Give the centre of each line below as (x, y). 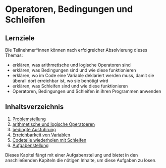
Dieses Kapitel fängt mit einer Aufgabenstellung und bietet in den (72, 155)
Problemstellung (29, 119)
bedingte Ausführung (34, 129)
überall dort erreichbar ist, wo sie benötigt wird (60, 81)
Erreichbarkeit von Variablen (41, 135)
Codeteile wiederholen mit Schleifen (49, 140)
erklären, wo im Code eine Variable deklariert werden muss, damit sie (83, 75)
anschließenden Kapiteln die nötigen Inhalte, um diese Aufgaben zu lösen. (81, 160)
